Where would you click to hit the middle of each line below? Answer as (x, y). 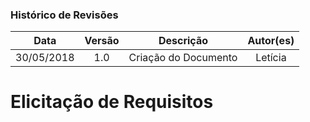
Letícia (271, 58)
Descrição (183, 41)
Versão (102, 41)
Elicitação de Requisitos (112, 102)
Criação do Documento (183, 58)
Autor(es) (271, 41)
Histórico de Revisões (64, 15)
